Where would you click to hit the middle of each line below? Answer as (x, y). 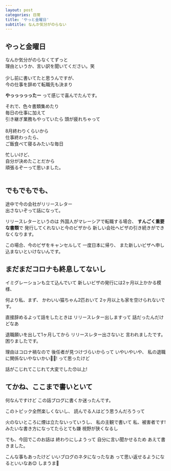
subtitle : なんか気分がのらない (36, 24)
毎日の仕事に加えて (26, 113)
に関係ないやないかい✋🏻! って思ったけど (48, 358)
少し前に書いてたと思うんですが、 (41, 78)
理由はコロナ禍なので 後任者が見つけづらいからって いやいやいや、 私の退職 (85, 351)
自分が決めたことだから (30, 161)
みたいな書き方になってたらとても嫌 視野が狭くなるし (62, 428)
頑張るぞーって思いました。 (35, 168)
